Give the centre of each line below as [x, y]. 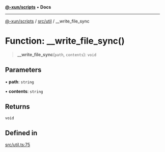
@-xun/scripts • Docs [28, 7]
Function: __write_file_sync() [65, 41]
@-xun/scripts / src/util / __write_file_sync [47, 21]
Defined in [21, 133]
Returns [18, 107]
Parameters [23, 70]
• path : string [20, 82]
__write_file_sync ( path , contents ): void [57, 54]
